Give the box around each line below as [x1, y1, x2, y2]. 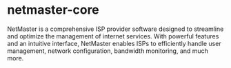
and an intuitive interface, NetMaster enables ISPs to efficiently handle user [7, 39, 222, 47]
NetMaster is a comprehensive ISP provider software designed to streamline [7, 25, 224, 33]
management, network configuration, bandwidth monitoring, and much [7, 47, 209, 55]
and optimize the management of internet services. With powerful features [7, 32, 219, 40]
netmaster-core [7, 2, 100, 18]
